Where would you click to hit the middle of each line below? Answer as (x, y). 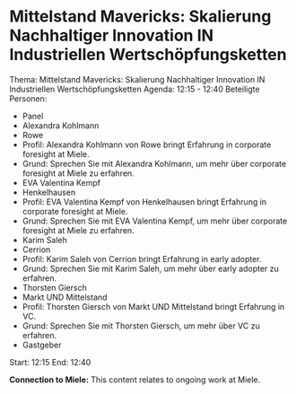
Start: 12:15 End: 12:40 (50, 362)
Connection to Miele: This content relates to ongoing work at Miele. (135, 380)
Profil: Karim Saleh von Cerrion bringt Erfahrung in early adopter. (142, 258)
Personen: (28, 98)
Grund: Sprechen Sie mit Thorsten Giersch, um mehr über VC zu (141, 326)
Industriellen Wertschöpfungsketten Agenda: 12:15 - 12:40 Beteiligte (135, 89)
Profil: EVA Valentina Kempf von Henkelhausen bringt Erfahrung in (144, 201)
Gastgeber (42, 345)
